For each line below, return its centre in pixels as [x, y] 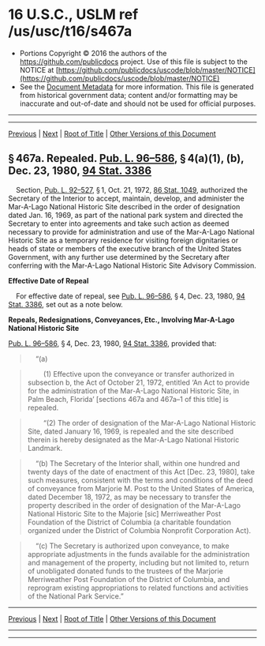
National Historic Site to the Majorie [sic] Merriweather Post [124, 513]
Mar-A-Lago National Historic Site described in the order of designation [124, 206]
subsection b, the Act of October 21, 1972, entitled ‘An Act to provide [138, 382]
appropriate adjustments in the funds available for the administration [138, 554]
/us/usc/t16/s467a [70, 31]
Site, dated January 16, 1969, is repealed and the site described [131, 431]
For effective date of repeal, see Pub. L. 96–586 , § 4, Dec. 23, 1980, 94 [131, 296]
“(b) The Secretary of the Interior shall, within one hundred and [138, 463]
